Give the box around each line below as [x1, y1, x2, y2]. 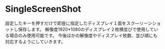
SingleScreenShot [5, 3, 81, 15]
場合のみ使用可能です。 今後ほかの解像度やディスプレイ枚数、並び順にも [9, 32, 158, 38]
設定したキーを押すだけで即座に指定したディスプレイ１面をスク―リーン [5, 20, 153, 26]
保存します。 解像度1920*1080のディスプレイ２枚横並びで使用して [18, 26, 154, 32]
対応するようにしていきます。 [5, 38, 66, 45]
